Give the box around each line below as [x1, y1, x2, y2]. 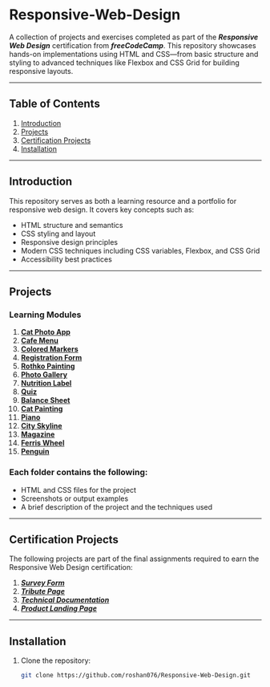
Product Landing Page [20, 604, 97, 613]
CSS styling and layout [20, 229, 96, 238]
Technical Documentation [20, 596, 110, 605]
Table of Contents [9, 97, 101, 111]
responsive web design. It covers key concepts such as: [9, 205, 195, 214]
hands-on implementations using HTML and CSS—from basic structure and [9, 49, 259, 59]
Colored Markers [20, 344, 79, 354]
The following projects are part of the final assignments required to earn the [9, 554, 260, 563]
